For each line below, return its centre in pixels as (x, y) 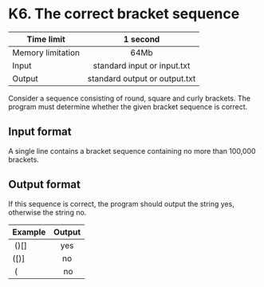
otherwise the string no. (47, 212)
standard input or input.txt (142, 65)
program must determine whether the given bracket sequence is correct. (128, 106)
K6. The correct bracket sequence (124, 14)
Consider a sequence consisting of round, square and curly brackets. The (130, 98)
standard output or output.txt (142, 78)
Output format (45, 185)
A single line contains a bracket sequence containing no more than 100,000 (132, 151)
